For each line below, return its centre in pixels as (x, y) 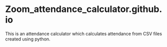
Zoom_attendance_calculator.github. (84, 9)
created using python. (28, 39)
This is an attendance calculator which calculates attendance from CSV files (84, 33)
